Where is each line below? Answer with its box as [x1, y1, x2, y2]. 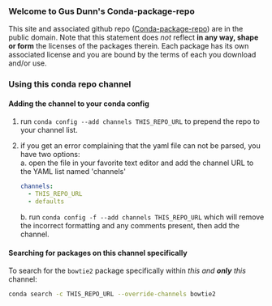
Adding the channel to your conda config [8, 99, 150, 108]
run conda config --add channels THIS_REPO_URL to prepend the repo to [19, 117, 260, 126]
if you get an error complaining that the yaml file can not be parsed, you [19, 141, 261, 151]
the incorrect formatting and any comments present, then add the [19, 221, 240, 231]
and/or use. [8, 58, 47, 68]
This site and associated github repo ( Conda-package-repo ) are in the [8, 24, 244, 34]
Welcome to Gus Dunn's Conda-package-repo [8, 6, 195, 17]
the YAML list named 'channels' [19, 167, 126, 176]
